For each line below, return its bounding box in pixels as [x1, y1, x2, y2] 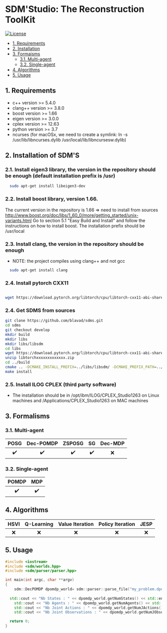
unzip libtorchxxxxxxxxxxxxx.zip [5, 355, 75, 360]
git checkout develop [5, 327, 50, 332]
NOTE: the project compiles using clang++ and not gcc [12, 258, 125, 264]
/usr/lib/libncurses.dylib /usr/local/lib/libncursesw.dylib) [12, 137, 127, 143]
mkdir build [5, 332, 30, 337]
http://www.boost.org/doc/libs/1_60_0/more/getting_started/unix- [5, 212, 139, 218]
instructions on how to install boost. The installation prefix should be [5, 223, 145, 229]
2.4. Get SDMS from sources [5, 307, 76, 314]
